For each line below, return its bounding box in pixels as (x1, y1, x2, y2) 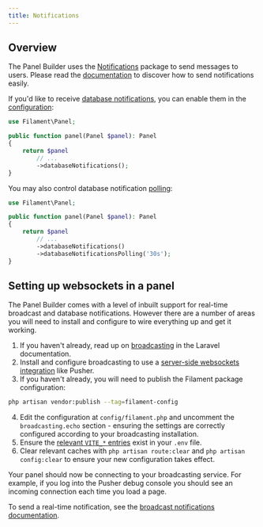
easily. (8, 78, 29, 88)
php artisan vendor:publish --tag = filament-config (8, 398, 178, 407)
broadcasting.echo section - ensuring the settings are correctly (19, 421, 225, 430)
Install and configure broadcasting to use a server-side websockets (19, 357, 239, 367)
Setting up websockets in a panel (8, 279, 175, 292)
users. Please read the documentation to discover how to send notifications (8, 71, 254, 80)
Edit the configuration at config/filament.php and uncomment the (19, 413, 235, 422)
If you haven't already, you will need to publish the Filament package (19, 374, 243, 384)
